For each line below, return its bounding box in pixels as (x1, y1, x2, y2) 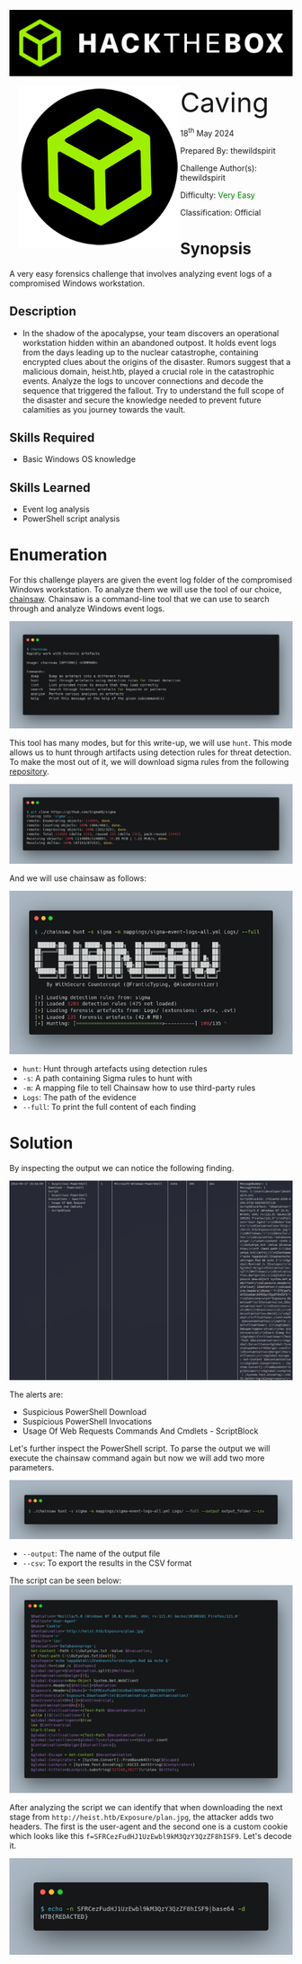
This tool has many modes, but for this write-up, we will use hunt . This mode (9, 737, 292, 748)
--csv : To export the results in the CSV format (22, 1557, 192, 1569)
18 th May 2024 (180, 127, 235, 138)
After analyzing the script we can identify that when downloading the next (9, 1801, 283, 1812)
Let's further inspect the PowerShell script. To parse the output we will (9, 1443, 271, 1453)
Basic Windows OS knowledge (22, 454, 137, 465)
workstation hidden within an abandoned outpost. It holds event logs (22, 337, 277, 348)
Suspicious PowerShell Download (22, 1406, 147, 1417)
